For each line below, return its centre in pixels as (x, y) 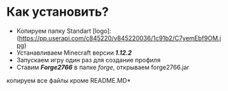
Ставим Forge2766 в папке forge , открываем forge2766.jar (103, 67)
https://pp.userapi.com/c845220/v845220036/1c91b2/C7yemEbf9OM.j (120, 38)
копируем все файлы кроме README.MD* (69, 80)
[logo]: (102, 31)
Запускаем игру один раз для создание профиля (89, 60)
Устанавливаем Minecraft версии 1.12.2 (74, 53)
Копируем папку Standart (54, 31)
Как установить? (58, 12)
